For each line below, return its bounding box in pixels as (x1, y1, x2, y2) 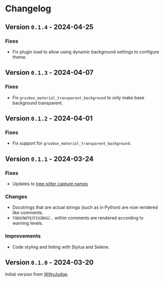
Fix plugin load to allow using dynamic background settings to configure (12, 49, 160, 55)
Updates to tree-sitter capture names (12, 180, 88, 186)
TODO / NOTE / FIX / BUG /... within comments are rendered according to (12, 215, 144, 221)
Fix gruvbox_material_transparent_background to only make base (12, 95, 145, 101)
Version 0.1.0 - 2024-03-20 (5, 258, 94, 267)
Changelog (5, 3, 51, 14)
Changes (5, 193, 28, 200)
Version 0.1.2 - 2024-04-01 (5, 114, 93, 122)
